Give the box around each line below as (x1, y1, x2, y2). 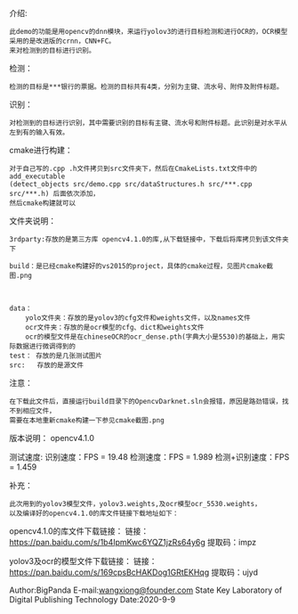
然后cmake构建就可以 (9, 199, 77, 208)
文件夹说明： (9, 216, 56, 225)
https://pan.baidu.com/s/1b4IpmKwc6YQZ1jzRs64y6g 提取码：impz (9, 537, 257, 547)
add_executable (9, 172, 66, 181)
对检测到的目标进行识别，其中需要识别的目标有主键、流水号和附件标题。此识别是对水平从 (9, 119, 287, 127)
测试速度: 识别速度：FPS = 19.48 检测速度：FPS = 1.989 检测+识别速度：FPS (9, 452, 290, 462)
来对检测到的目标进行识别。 (9, 46, 96, 55)
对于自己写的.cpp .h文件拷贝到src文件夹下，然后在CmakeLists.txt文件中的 (9, 164, 258, 173)
